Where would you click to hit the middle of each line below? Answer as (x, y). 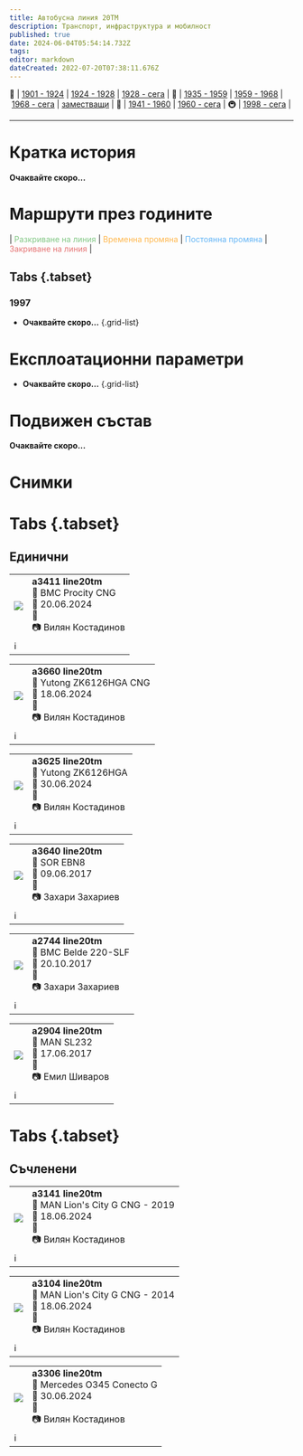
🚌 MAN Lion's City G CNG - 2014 (103, 1294)
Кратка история (73, 152)
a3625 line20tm (67, 761)
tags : (19, 52)
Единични (39, 557)
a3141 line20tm (67, 1193)
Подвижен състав (81, 421)
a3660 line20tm (67, 671)
